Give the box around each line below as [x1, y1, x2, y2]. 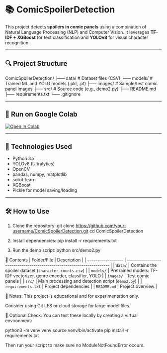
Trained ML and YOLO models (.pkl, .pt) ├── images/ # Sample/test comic [5, 80, 158, 86]
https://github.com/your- [75, 223, 127, 229]
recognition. [5, 39, 30, 45]
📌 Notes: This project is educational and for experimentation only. [5, 293, 139, 299]
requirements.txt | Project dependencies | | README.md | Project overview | [5, 283, 158, 289]
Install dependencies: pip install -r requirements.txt [12, 237, 117, 244]
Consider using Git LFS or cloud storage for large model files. [5, 303, 131, 309]
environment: [5, 318, 32, 324]
